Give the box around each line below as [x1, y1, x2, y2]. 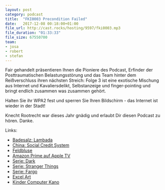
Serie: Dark [12, 158, 36, 164]
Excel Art [12, 174, 31, 180]
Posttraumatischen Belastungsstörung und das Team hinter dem [5, 72, 136, 78]
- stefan [5, 53, 23, 59]
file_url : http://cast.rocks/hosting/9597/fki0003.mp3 [5, 26, 121, 31]
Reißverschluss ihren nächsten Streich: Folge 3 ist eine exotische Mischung [5, 77, 160, 83]
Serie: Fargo [12, 169, 38, 175]
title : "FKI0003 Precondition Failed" [5, 16, 88, 21]
